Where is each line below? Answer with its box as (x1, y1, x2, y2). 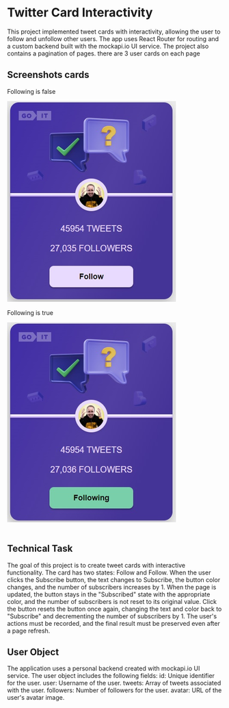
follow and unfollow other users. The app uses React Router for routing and (7, 34, 219, 42)
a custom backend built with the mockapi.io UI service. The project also (7, 42, 209, 50)
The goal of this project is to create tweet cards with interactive (7, 561, 186, 569)
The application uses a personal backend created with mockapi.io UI (7, 664, 200, 672)
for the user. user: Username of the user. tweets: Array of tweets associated (7, 679, 221, 687)
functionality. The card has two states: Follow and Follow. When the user (7, 568, 211, 577)
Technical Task (7, 543, 73, 555)
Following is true (7, 308, 53, 316)
